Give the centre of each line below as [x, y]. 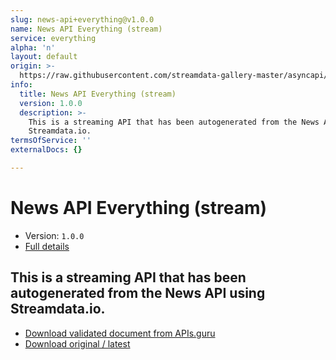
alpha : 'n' [33, 47]
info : [21, 85]
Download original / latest [77, 343]
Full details [47, 246]
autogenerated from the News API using [138, 293]
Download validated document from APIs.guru [120, 333]
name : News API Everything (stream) [86, 29]
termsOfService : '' [51, 141]
